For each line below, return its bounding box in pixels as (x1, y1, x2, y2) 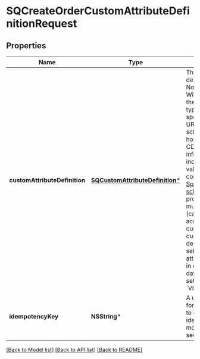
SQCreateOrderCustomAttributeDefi (6, 4, 190, 18)
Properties (6, 40, 46, 51)
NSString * (90, 313, 121, 320)
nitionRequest (6, 17, 77, 30)
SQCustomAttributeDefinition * (90, 176, 180, 184)
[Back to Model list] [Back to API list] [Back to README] (6, 346, 143, 353)
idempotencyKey (9, 313, 59, 320)
